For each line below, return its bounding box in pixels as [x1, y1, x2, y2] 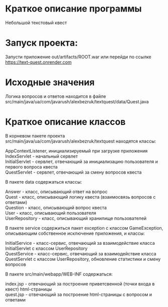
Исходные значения [5, 77, 95, 88]
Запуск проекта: [5, 37, 78, 49]
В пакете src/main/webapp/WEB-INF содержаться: [5, 271, 113, 277]
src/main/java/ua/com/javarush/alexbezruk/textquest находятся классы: [5, 138, 156, 144]
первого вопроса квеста [5, 164, 58, 170]
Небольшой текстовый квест [5, 20, 67, 26]
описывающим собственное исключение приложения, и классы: [5, 230, 145, 236]
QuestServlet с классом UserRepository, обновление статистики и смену [5, 256, 161, 262]
